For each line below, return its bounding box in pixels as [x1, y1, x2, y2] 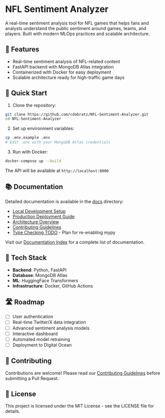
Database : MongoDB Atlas [12, 272, 67, 278]
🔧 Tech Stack [5, 253, 47, 262]
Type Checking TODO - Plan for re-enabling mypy [12, 229, 116, 235]
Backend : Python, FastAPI [12, 266, 66, 273]
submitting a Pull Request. [5, 375, 59, 381]
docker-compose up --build [5, 158, 61, 163]
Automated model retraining [12, 336, 70, 342]
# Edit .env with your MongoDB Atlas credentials [5, 140, 111, 145]
